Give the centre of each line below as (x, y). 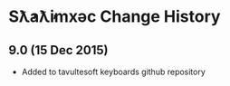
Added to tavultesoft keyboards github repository (113, 72)
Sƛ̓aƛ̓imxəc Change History (115, 17)
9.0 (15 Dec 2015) (58, 50)
